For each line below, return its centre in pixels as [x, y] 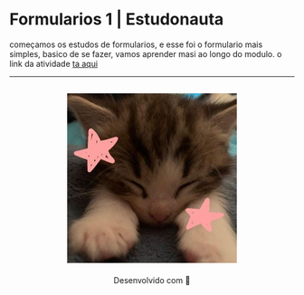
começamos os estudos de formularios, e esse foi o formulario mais [136, 44]
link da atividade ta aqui [53, 63]
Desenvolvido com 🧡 [152, 281]
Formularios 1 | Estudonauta [117, 19]
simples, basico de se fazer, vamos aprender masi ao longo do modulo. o [146, 53]
